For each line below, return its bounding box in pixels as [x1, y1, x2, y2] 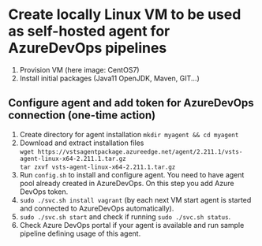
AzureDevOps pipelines [8, 39, 167, 57]
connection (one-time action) [8, 109, 156, 122]
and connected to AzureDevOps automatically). [19, 203, 174, 213]
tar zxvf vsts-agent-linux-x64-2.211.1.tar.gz [19, 163, 176, 171]
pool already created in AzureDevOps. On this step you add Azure [19, 178, 234, 188]
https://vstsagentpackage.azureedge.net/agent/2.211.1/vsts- [37, 147, 243, 155]
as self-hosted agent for [8, 22, 170, 40]
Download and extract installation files [19, 138, 144, 147]
